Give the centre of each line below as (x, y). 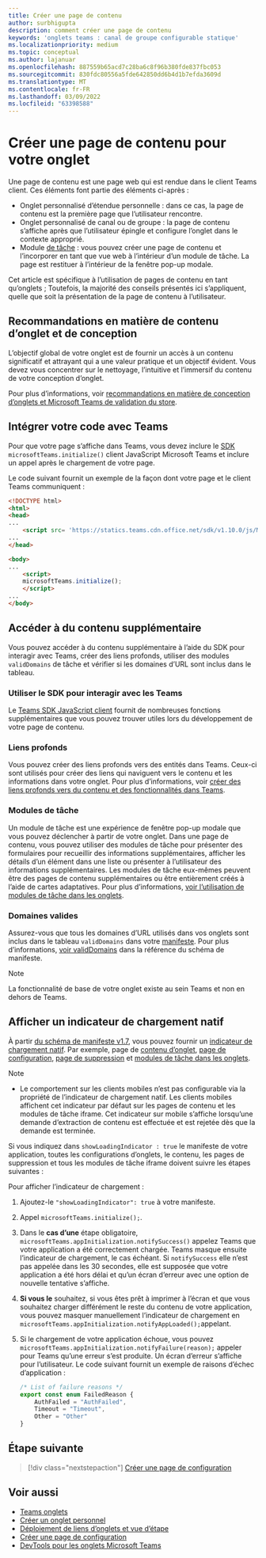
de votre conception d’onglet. (56, 378)
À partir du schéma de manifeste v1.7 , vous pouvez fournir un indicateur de (131, 1041)
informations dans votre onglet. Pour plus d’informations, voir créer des (125, 781)
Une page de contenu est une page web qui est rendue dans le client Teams (133, 182)
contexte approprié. (52, 239)
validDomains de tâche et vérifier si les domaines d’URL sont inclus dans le (130, 664)
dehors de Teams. (38, 997)
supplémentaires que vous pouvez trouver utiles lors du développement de (131, 719)
